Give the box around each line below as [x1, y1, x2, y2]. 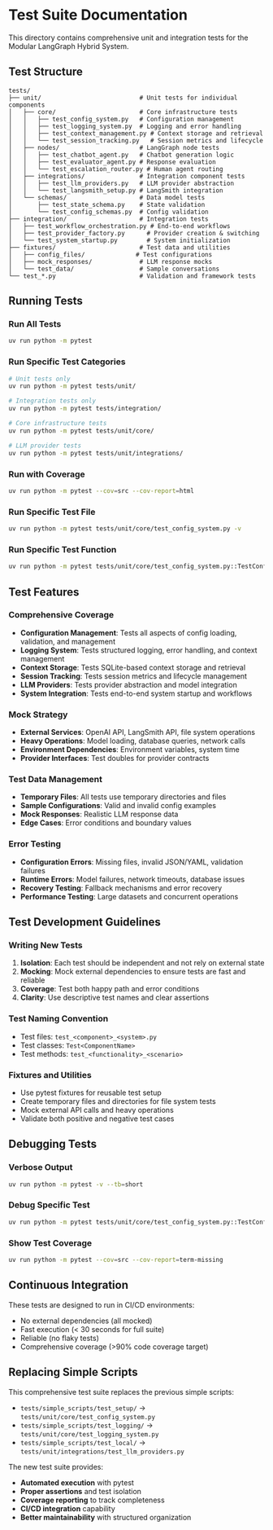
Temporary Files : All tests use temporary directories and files [19, 792, 227, 802]
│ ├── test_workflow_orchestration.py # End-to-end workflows [8, 222, 231, 230]
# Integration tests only [8, 397, 96, 405]
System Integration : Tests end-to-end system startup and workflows [19, 688, 253, 698]
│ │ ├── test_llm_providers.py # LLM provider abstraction [8, 179, 234, 187]
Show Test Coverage [8, 1237, 93, 1248]
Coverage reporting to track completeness [19, 1495, 165, 1505]
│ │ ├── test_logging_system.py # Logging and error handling [8, 122, 242, 130]
